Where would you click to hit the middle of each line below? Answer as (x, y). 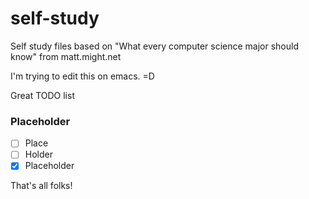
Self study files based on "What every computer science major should (155, 46)
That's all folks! (41, 186)
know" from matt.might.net (66, 56)
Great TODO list (42, 95)
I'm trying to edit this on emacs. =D (82, 76)
